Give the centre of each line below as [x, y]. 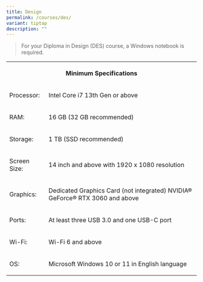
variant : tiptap [27, 23]
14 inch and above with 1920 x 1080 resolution [116, 165]
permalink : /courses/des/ [39, 18]
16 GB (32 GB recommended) [91, 117]
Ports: [18, 220]
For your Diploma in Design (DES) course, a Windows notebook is [102, 46]
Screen [20, 161]
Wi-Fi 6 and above [75, 242]
